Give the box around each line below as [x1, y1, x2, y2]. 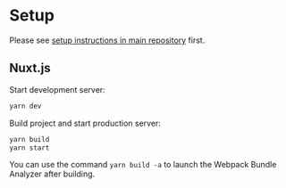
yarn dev [9, 102, 42, 110]
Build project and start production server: [9, 118, 161, 128]
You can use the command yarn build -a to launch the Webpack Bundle [9, 159, 277, 170]
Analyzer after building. [9, 168, 96, 179]
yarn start [9, 143, 50, 152]
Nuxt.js [9, 61, 51, 76]
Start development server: [9, 84, 105, 94]
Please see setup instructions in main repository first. [9, 35, 206, 45]
